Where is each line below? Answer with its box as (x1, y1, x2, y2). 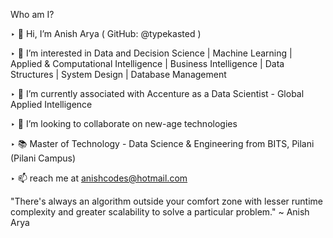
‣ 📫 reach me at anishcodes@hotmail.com (10, 172, 188, 184)
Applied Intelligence (10, 99, 93, 110)
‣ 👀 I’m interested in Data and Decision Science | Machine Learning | (10, 47, 293, 59)
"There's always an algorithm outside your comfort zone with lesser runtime (10, 195, 323, 207)
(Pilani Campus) (10, 152, 76, 164)
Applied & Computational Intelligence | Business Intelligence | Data (10, 58, 285, 69)
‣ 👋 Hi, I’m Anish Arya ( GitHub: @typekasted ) (10, 28, 202, 39)
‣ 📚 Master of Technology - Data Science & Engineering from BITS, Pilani (10, 138, 315, 149)
